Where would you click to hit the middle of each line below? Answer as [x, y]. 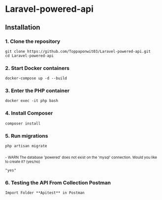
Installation [23, 27]
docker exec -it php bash [32, 101]
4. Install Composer [29, 113]
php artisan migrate [26, 146]
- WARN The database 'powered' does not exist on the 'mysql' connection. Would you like [81, 157]
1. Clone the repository [33, 41]
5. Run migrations [27, 135]
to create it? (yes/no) [23, 162]
